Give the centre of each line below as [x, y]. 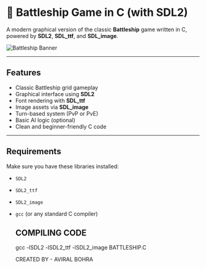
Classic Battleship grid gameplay [56, 87]
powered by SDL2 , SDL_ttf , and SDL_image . [62, 35]
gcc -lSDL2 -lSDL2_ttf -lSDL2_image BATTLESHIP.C [81, 248]
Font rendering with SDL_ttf [50, 100]
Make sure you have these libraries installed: [63, 166]
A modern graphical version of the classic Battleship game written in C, [97, 29]
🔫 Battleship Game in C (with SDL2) [97, 13]
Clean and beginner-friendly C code [61, 126]
